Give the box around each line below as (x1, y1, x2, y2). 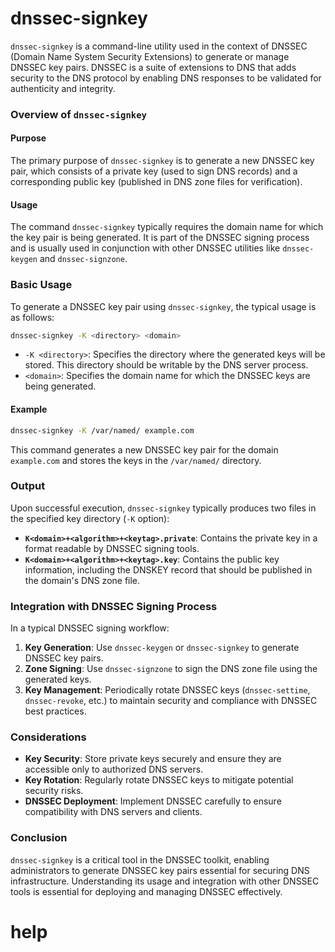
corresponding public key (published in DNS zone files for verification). (10, 176, 303, 188)
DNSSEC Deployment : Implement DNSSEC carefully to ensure (24, 795, 282, 807)
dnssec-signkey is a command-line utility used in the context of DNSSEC (10, 40, 308, 52)
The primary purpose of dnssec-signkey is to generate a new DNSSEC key (10, 155, 315, 167)
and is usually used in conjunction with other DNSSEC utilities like (10, 242, 281, 254)
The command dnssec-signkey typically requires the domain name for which (10, 221, 324, 233)
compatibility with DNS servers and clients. (24, 806, 203, 818)
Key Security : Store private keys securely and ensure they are (24, 753, 282, 765)
